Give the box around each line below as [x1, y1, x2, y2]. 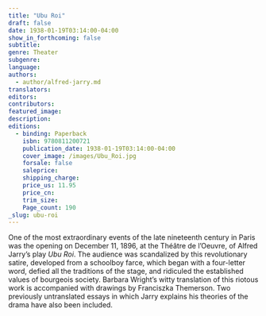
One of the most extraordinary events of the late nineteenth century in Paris [8, 233, 256, 242]
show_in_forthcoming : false [8, 33, 102, 42]
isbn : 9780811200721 [22, 137, 91, 145]
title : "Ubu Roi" [8, 11, 66, 20]
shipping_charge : [22, 174, 80, 183]
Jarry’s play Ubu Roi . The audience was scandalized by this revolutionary [8, 249, 248, 259]
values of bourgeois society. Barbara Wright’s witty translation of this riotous [8, 275, 259, 284]
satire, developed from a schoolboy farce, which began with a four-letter [8, 258, 246, 268]
